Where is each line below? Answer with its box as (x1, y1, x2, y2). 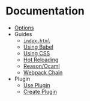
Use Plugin (23, 81, 50, 88)
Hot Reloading (23, 56, 59, 63)
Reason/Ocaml (23, 62, 61, 70)
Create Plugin (23, 88, 58, 95)
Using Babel (23, 43, 53, 50)
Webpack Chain (23, 69, 63, 76)
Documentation (5, 4, 85, 18)
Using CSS (23, 49, 50, 57)
